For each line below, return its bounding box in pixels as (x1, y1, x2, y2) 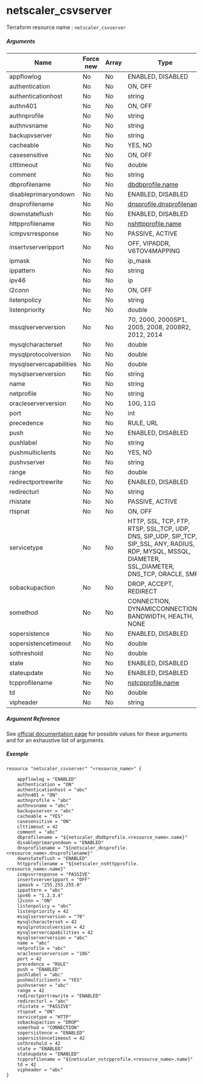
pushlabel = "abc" (17, 972, 63, 978)
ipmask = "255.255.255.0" (17, 882, 83, 888)
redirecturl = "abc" (17, 998, 69, 1004)
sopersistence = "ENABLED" (17, 1030, 85, 1036)
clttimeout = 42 (17, 824, 59, 830)
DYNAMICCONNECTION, (127, 605, 199, 613)
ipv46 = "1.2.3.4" (17, 892, 63, 899)
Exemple (6, 750, 29, 758)
